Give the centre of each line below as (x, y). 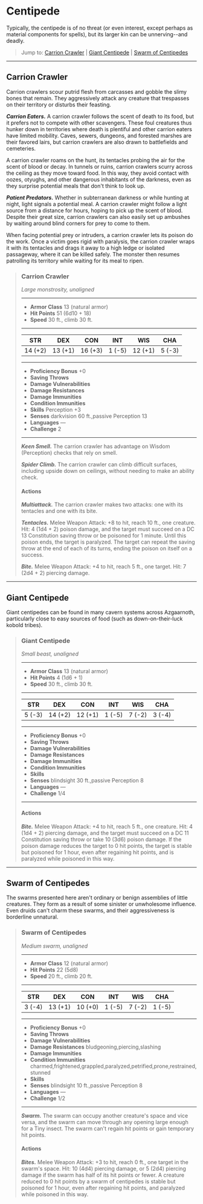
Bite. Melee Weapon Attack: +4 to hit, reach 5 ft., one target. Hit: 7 (103, 567)
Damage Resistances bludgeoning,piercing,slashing (95, 1047)
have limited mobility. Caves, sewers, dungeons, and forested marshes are (99, 135)
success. (32, 555)
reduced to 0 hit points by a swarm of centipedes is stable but (98, 1181)
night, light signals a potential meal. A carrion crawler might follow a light (97, 204)
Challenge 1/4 (48, 793)
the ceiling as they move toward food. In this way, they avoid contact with (98, 173)
